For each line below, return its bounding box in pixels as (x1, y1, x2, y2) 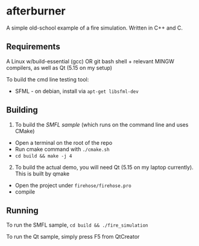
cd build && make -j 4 (14, 153, 72, 159)
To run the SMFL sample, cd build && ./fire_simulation (6, 221, 148, 229)
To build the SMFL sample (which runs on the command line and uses (14, 121, 189, 128)
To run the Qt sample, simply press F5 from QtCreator (6, 233, 140, 241)
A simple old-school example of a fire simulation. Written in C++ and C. (6, 24, 183, 31)
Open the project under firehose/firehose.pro (14, 181, 131, 189)
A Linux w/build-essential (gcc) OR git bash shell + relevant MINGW (6, 57, 175, 65)
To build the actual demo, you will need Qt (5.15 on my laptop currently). (14, 163, 194, 171)
